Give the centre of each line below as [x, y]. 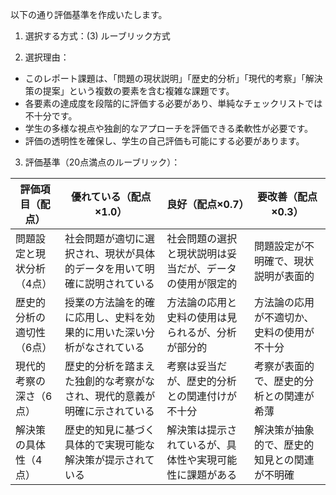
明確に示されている [109, 411]
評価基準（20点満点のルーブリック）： [102, 162]
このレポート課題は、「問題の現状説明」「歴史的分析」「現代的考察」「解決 [173, 78]
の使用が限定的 [202, 283]
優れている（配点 [111, 196]
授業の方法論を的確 [110, 302]
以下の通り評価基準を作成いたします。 [89, 14]
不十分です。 [51, 116]
